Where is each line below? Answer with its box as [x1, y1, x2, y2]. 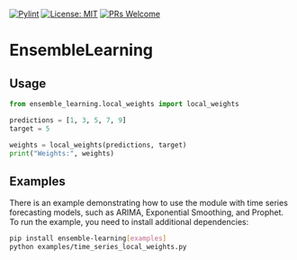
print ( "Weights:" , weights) [9, 148, 115, 157]
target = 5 [9, 124, 50, 133]
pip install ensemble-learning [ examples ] [9, 234, 167, 243]
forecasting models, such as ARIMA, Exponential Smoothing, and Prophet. [9, 207, 284, 218]
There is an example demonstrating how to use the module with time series [9, 198, 288, 209]
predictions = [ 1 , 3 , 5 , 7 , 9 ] [9, 115, 127, 125]
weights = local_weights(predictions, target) [9, 140, 187, 149]
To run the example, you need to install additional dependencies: [9, 217, 249, 228]
